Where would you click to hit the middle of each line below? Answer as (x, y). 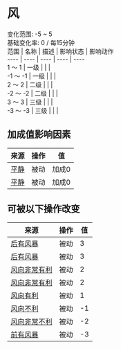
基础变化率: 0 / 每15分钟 (41, 42)
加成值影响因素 (39, 135)
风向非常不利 (32, 321)
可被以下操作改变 (44, 209)
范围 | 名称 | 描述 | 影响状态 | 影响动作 (60, 51)
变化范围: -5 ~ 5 (30, 34)
